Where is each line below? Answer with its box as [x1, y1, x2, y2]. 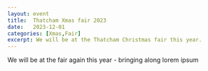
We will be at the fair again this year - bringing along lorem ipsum [7, 56, 199, 64]
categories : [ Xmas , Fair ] [7, 30, 81, 37]
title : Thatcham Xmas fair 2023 [7, 17, 107, 24]
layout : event [7, 10, 50, 18]
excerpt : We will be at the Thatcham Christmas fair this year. [7, 37, 202, 44]
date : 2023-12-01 [7, 23, 66, 30]
